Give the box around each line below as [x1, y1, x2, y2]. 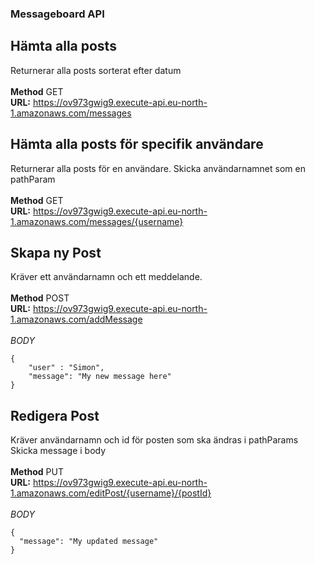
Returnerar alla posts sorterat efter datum [10, 64, 182, 76]
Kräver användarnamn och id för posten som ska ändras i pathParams [10, 434, 299, 446]
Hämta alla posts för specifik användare [10, 136, 264, 153]
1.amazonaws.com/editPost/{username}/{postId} [10, 487, 212, 499]
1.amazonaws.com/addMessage [10, 313, 143, 326]
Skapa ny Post [10, 244, 102, 261]
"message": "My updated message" [19, 537, 159, 547]
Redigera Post [10, 407, 100, 424]
